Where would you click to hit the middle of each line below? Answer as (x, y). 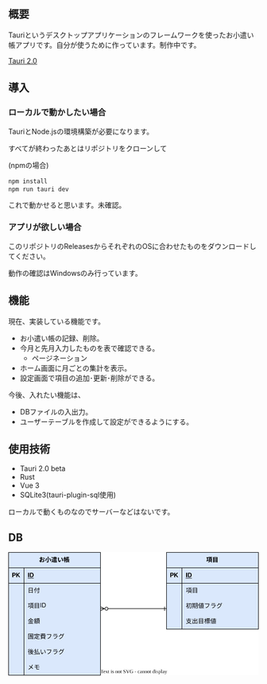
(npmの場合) (29, 165)
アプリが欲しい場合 (45, 227)
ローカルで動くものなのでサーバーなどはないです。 (91, 512)
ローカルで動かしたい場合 (57, 112)
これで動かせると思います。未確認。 (67, 204)
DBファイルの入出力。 (56, 411)
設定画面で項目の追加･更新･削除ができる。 (89, 378)
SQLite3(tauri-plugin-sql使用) (68, 495)
